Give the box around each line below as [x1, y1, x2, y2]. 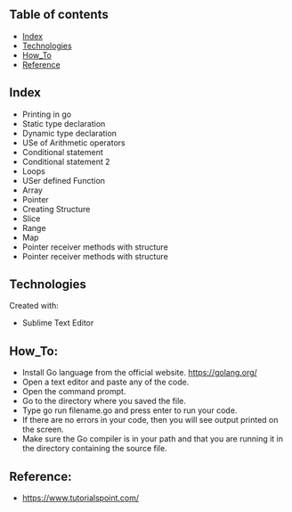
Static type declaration [21, 118, 106, 128]
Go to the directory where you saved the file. [21, 396, 187, 407]
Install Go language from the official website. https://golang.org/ [21, 367, 258, 378]
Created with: [9, 301, 60, 311]
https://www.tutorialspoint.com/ [21, 492, 140, 503]
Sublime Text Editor [21, 318, 94, 328]
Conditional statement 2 [21, 156, 110, 167]
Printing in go [21, 109, 72, 120]
